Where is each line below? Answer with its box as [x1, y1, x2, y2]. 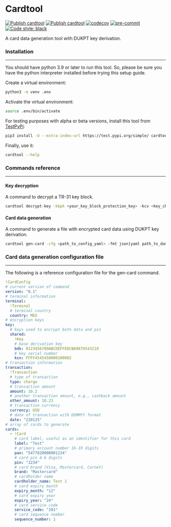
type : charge [10, 379, 38, 384]
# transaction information [5, 360, 63, 365]
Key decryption [5, 182, 39, 189]
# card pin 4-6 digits [14, 455, 63, 460]
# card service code [14, 503, 58, 508]
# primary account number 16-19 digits [14, 446, 99, 451]
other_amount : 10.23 [10, 398, 53, 404]
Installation [5, 48, 34, 55]
